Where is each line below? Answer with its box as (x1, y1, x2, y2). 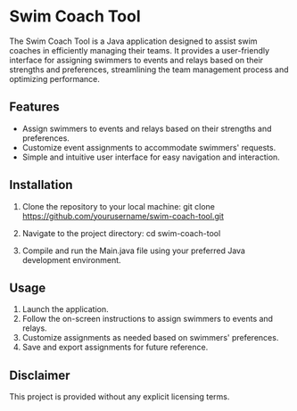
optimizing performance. (9, 73, 100, 84)
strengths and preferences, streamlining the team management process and (9, 64, 289, 75)
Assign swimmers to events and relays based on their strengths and (21, 123, 272, 134)
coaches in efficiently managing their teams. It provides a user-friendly (9, 45, 270, 55)
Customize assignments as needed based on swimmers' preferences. (21, 333, 279, 343)
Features (9, 100, 60, 115)
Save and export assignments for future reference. (21, 341, 209, 353)
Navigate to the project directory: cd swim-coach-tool (21, 227, 221, 238)
